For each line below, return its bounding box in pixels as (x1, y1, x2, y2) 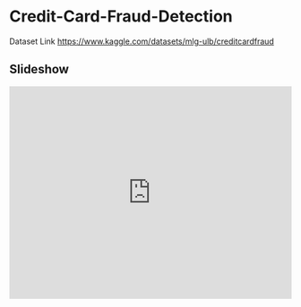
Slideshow (9, 62, 70, 77)
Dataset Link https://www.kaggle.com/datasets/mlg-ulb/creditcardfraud (9, 36, 275, 47)
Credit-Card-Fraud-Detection (9, 6, 233, 27)
